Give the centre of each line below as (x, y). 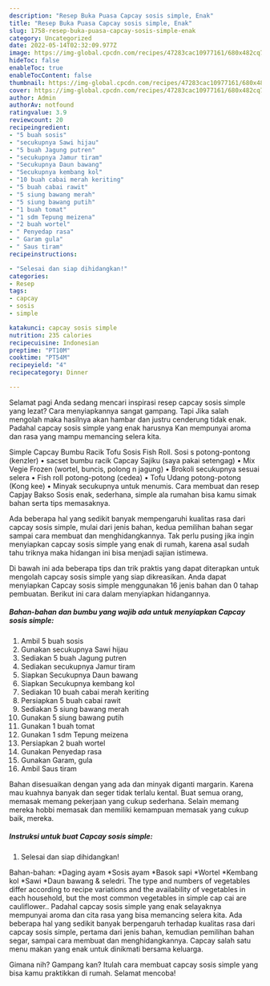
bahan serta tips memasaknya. (60, 503)
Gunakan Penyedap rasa (61, 751)
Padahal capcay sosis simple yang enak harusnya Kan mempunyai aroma (130, 428)
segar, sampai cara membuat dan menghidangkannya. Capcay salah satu (130, 940)
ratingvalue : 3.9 (38, 113)
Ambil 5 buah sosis (52, 640)
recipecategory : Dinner (49, 373)
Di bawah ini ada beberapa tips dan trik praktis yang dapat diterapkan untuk (134, 568)
